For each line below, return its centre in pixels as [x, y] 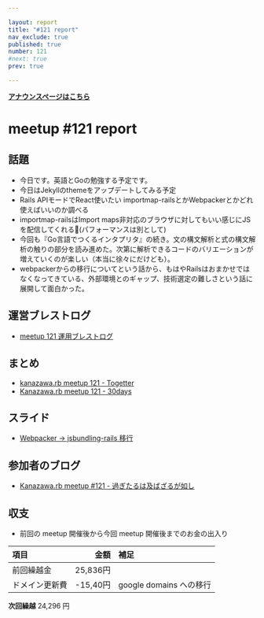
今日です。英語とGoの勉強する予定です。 [85, 180]
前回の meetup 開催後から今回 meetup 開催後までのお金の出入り [124, 533]
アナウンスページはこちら [49, 96]
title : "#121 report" [44, 30]
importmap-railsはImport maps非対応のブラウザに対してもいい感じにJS [135, 219]
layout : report [33, 22]
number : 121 [27, 52]
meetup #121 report [73, 129]
